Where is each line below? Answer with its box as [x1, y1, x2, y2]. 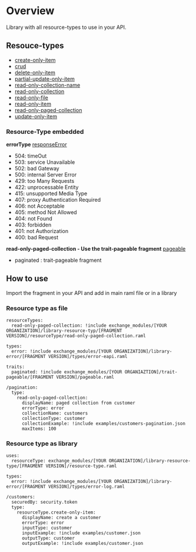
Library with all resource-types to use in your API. [6, 24, 127, 31]
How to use [6, 274, 48, 284]
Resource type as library [6, 439, 78, 448]
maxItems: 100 [21, 426, 57, 432]
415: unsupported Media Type [14, 190, 88, 197]
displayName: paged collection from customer [21, 400, 135, 406]
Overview [6, 4, 55, 18]
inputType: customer [21, 525, 72, 531]
